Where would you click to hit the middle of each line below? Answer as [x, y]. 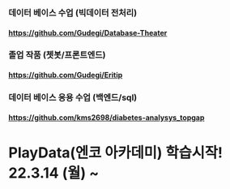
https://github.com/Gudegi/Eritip [66, 75]
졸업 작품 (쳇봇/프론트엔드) [57, 55]
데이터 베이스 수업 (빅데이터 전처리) [73, 12]
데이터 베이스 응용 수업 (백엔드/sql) [73, 97]
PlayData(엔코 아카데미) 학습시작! [115, 152]
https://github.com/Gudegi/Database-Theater [88, 32]
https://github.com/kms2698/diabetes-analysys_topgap [106, 117]
